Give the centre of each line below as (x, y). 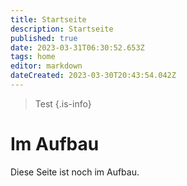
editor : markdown (46, 66)
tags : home (33, 57)
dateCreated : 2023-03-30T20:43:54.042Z (93, 76)
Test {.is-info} (63, 103)
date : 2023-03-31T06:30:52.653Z (77, 47)
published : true (44, 38)
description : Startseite (62, 29)
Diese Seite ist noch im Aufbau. (75, 172)
